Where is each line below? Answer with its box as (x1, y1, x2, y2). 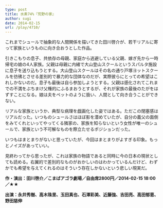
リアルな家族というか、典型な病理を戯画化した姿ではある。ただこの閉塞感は (5, 108, 159, 114)
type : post (5, 7, 27, 12)
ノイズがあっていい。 (9, 143, 52, 148)
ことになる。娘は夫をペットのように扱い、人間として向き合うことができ (13, 92, 159, 97)
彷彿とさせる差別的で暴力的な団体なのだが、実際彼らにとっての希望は (13, 74, 154, 80)
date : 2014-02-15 (5, 20, 40, 26)
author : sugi (5, 16, 32, 21)
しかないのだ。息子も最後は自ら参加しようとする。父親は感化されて (9, 80, 145, 85)
